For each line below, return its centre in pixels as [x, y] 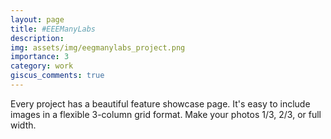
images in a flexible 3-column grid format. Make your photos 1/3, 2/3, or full [166, 114]
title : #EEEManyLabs [53, 29]
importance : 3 [40, 57]
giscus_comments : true [57, 76]
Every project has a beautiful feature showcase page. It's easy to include [160, 103]
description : [37, 38]
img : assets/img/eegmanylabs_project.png [98, 47]
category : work [42, 66]
